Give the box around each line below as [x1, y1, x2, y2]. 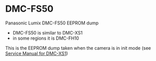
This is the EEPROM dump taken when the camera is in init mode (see [5, 45, 151, 51]
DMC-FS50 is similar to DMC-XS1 [12, 29, 83, 36]
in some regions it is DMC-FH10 [12, 35, 79, 41]
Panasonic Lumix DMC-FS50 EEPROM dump [5, 20, 99, 26]
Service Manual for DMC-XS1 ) [5, 50, 68, 56]
